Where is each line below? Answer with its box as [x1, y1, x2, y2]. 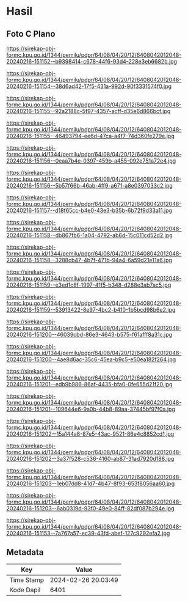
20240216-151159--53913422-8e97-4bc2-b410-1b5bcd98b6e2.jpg [6, 306, 176, 313]
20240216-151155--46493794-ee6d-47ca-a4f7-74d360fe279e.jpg [6, 133, 175, 139]
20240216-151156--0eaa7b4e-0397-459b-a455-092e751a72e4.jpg [6, 157, 176, 164]
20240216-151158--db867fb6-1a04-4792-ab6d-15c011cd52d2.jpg [6, 232, 173, 239]
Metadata [6, 547, 44, 557]
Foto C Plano [6, 29, 56, 39]
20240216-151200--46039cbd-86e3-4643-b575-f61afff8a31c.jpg [6, 331, 173, 338]
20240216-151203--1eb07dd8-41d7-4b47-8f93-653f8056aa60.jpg [6, 480, 175, 487]
